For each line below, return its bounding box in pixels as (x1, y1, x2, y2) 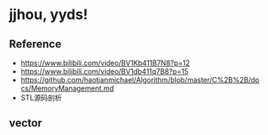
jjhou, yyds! (9, 6, 88, 24)
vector (9, 117, 42, 130)
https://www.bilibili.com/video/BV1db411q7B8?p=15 (20, 67, 189, 76)
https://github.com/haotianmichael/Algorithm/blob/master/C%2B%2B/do (20, 75, 260, 84)
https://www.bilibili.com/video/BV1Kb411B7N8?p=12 (20, 58, 190, 67)
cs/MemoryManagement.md (20, 83, 115, 93)
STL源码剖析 (20, 93, 62, 102)
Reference (9, 37, 62, 51)
